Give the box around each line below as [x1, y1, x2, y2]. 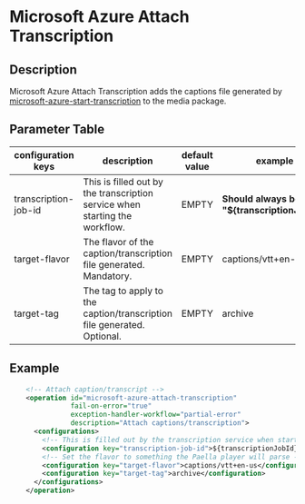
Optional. [83, 330, 123, 342]
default [181, 148, 213, 161]
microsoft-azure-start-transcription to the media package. [9, 95, 227, 106]
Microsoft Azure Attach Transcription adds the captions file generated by [9, 86, 283, 96]
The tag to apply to [83, 284, 163, 297]
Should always [221, 193, 288, 205]
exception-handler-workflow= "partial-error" [70, 410, 242, 420]
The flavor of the [83, 235, 154, 248]
